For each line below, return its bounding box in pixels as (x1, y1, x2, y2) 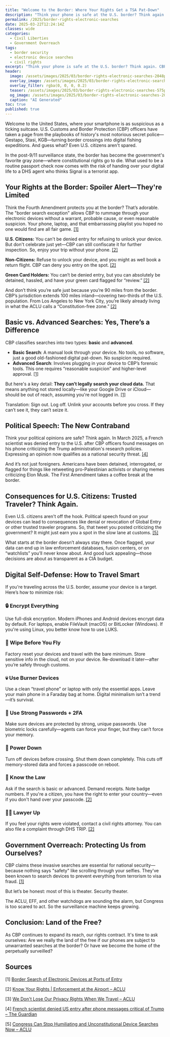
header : (5, 69, 22, 74)
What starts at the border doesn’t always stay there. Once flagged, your (5, 539, 155, 545)
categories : (5, 31, 30, 36)
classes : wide (5, 26, 35, 32)
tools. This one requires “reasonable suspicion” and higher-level (12, 365, 147, 372)
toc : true (5, 102, 26, 107)
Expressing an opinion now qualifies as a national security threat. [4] (5, 451, 148, 457)
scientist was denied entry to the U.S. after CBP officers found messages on (5, 440, 164, 446)
